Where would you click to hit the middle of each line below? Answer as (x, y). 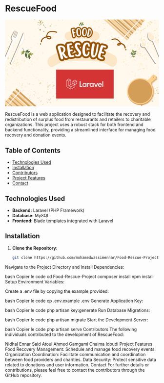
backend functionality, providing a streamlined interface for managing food (80, 130)
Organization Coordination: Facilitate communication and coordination (75, 354)
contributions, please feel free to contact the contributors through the (75, 370)
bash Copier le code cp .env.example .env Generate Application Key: (74, 301)
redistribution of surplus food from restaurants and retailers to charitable (78, 119)
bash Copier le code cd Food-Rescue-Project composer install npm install (79, 276)
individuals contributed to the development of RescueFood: (65, 334)
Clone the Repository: (35, 248)
